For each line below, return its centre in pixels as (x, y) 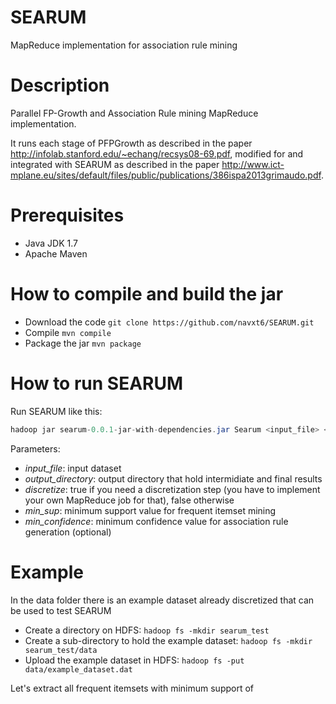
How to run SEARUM (97, 383)
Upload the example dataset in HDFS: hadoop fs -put (134, 660)
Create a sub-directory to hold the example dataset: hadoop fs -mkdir (168, 640)
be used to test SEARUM (61, 610)
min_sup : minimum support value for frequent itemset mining (150, 510)
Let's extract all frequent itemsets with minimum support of (132, 688)
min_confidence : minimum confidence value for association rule (156, 521)
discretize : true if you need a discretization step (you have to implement (172, 489)
